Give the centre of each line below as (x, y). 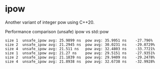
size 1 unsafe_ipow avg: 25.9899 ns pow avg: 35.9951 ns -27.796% (79, 40)
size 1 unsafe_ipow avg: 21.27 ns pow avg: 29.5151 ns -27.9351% (80, 53)
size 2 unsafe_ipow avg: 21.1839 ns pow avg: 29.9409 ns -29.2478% (80, 57)
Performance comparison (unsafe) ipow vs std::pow (57, 31)
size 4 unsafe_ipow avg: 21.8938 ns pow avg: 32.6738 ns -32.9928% (80, 61)
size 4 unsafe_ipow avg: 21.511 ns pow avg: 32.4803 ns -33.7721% (80, 49)
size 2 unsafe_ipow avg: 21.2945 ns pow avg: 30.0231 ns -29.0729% (80, 44)
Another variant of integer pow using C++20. (50, 22)
